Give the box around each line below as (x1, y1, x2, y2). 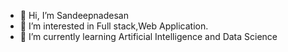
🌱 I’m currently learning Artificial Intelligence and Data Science (19, 31, 278, 42)
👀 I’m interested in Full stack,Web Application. (19, 20, 209, 32)
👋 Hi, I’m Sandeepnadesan (19, 10, 129, 21)
